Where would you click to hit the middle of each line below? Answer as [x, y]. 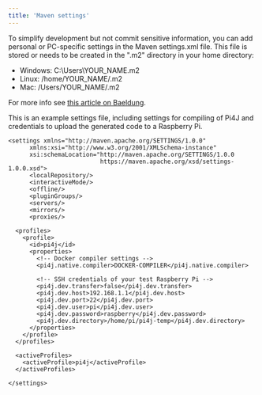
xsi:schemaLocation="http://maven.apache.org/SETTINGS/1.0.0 [132, 154]
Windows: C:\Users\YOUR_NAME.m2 [79, 70]
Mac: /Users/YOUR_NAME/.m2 [69, 87]
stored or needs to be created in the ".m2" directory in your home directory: [131, 55]
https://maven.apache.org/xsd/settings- [167, 161]
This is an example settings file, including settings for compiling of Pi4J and [131, 118]
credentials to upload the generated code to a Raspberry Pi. [105, 126]
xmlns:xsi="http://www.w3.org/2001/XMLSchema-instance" [123, 147]
